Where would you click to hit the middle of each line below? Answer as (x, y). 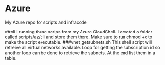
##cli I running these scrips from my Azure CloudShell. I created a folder (79, 32)
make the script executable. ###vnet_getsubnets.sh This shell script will (79, 42)
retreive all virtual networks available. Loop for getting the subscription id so (82, 47)
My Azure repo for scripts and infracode (46, 22)
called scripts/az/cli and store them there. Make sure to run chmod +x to (79, 37)
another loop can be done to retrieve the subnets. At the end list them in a (80, 53)
